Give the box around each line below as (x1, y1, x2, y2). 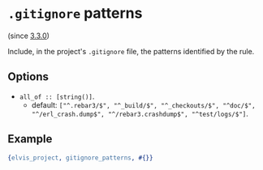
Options (7, 70, 50, 84)
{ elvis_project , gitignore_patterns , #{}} (7, 154, 153, 162)
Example (7, 132, 53, 146)
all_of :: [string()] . (19, 91, 95, 101)
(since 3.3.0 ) (7, 31, 50, 40)
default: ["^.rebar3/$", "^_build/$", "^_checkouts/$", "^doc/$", (31, 100, 257, 109)
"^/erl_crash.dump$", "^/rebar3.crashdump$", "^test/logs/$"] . (31, 108, 249, 118)
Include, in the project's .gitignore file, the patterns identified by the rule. (7, 46, 255, 56)
